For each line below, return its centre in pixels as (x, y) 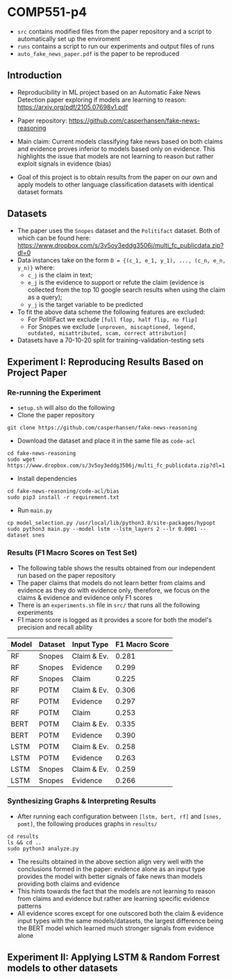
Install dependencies (47, 479)
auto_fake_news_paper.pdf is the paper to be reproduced (98, 54)
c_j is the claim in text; (60, 275)
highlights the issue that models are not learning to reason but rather (115, 156)
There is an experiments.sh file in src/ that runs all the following (108, 605)
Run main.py (35, 510)
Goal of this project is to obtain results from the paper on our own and (117, 177)
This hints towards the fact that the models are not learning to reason (116, 891)
